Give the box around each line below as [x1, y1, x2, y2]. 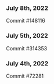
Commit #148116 [6, 17, 45, 24]
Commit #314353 [6, 45, 48, 52]
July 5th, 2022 [6, 32, 48, 40]
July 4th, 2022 [6, 59, 49, 67]
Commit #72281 [6, 72, 44, 79]
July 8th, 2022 [6, 4, 48, 12]
